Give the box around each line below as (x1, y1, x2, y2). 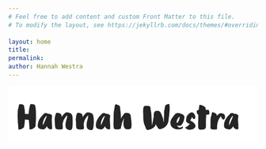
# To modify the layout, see (8, 20, 104, 29)
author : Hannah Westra (8, 63, 83, 71)
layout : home (8, 38, 51, 46)
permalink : (8, 54, 44, 62)
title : (8, 46, 30, 54)
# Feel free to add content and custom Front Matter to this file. (8, 13, 236, 20)
